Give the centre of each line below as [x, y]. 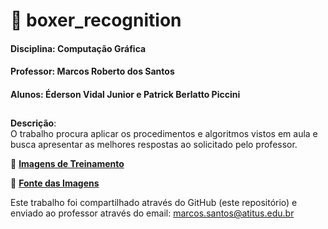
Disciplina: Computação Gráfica [78, 48]
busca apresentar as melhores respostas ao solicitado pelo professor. [154, 145]
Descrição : [33, 123]
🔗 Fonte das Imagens [55, 183]
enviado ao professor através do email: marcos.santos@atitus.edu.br [152, 213]
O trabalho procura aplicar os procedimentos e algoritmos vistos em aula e [164, 134]
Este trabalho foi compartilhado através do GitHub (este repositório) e [154, 203]
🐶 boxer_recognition [96, 20]
